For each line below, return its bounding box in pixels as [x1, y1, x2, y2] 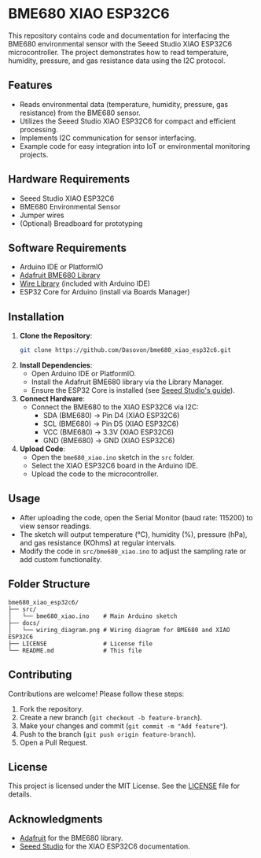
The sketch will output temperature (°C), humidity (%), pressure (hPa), [19, 529, 248, 539]
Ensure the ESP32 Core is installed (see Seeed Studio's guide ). [31, 386, 236, 395]
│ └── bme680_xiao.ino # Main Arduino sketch [8, 612, 178, 620]
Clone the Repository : [19, 331, 93, 341]
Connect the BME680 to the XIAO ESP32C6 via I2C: [31, 402, 199, 412]
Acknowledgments [8, 812, 104, 826]
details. [8, 790, 32, 799]
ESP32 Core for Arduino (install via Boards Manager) [19, 287, 190, 297]
